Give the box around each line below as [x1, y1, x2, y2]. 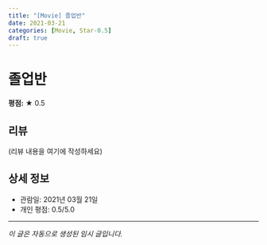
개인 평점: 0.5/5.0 [19, 204, 75, 214]
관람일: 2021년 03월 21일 [19, 194, 99, 204]
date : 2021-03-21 [8, 19, 66, 27]
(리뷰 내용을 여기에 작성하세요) [8, 146, 103, 156]
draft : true [8, 33, 48, 42]
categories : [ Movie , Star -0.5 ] [8, 26, 112, 34]
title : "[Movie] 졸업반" [8, 11, 86, 20]
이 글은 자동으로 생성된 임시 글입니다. [8, 228, 123, 239]
